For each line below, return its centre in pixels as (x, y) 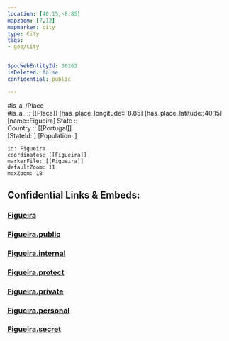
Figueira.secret (34, 329)
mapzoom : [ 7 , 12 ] (31, 21)
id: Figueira (27, 149)
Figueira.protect (36, 272)
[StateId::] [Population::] (42, 135)
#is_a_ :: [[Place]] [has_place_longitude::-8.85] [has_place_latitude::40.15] (115, 113)
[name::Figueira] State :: (43, 121)
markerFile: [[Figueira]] (45, 161)
